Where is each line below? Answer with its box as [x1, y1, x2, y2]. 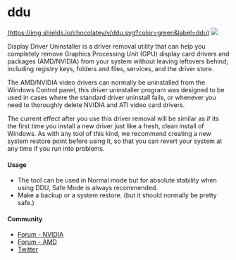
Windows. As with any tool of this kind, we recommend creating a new [7, 129, 211, 137]
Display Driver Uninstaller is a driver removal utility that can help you [7, 42, 206, 50]
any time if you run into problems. [7, 144, 105, 152]
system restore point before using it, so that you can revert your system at [7, 137, 223, 145]
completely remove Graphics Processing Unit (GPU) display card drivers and [7, 49, 230, 58]
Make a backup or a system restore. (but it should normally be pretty [17, 191, 217, 199]
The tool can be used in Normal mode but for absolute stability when [17, 176, 217, 185]
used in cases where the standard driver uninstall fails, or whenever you [7, 93, 216, 101]
